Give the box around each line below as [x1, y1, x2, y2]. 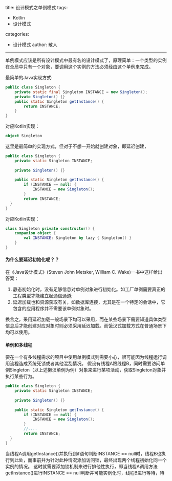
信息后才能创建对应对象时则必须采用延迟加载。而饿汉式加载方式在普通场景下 [5, 323, 167, 329]
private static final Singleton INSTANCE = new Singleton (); [14, 89, 147, 95]
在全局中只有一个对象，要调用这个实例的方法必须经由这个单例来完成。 [5, 63, 154, 70]
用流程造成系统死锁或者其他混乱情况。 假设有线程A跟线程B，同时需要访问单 [5, 360, 165, 367]
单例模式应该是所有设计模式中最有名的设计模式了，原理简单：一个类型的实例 [5, 57, 167, 63]
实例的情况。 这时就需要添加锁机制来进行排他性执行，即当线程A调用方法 [5, 463, 158, 469]
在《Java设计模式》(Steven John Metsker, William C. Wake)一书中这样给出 [5, 269, 163, 275]
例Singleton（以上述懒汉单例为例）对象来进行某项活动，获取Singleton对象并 [5, 367, 166, 373]
